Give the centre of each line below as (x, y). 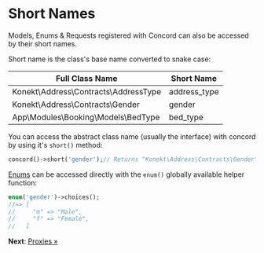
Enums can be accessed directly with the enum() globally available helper (126, 174)
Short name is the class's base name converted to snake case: (110, 59)
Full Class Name (87, 78)
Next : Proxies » (33, 241)
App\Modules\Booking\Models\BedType (86, 117)
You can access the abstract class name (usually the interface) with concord (132, 136)
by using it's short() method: (55, 145)
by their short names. (42, 43)
